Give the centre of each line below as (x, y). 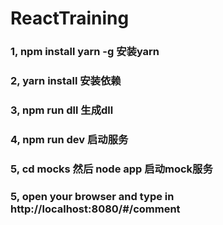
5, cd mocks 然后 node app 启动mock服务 (111, 169)
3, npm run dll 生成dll (62, 110)
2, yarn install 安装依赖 (66, 81)
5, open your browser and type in (92, 196)
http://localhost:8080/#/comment (95, 209)
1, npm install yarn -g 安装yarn (85, 52)
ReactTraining (70, 18)
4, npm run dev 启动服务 (69, 139)
